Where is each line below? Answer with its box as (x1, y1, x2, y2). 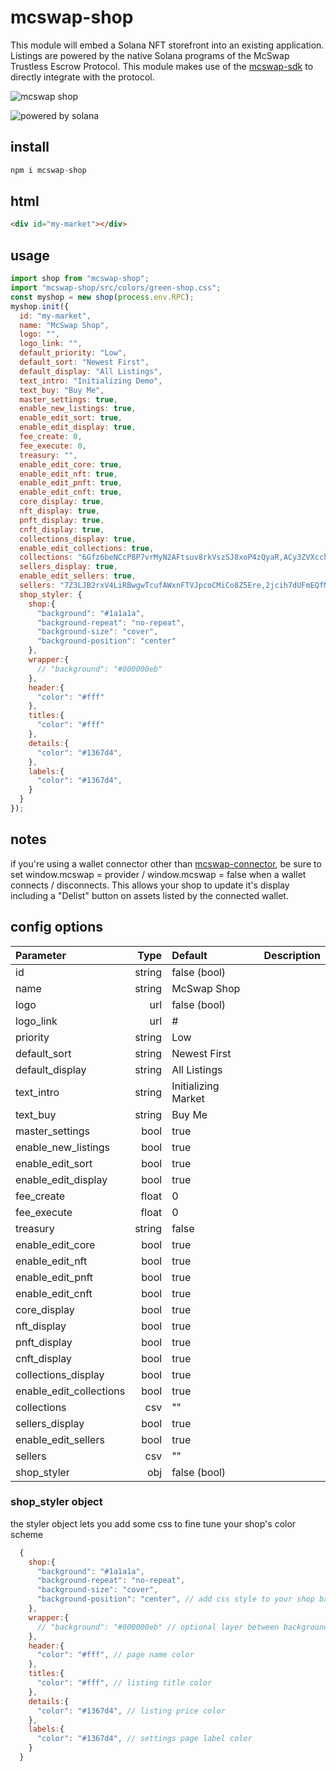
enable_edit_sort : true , (19, 413, 123, 423)
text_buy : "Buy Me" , (19, 385, 105, 395)
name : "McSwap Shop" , (19, 320, 110, 330)
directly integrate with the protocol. (10, 71, 155, 83)
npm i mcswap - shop (10, 165, 87, 175)
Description (263, 948, 321, 962)
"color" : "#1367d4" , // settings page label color (36, 1734, 253, 1744)
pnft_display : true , (19, 515, 105, 525)
